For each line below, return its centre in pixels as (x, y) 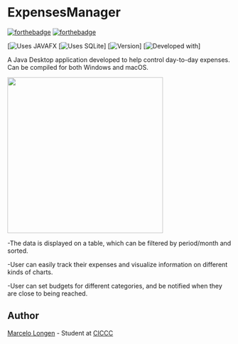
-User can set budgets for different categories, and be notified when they (115, 286)
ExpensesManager (64, 12)
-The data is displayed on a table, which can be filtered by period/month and (119, 243)
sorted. (18, 251)
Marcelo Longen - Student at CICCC (60, 333)
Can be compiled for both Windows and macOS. (78, 67)
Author (23, 316)
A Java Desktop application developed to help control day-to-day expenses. (119, 59)
